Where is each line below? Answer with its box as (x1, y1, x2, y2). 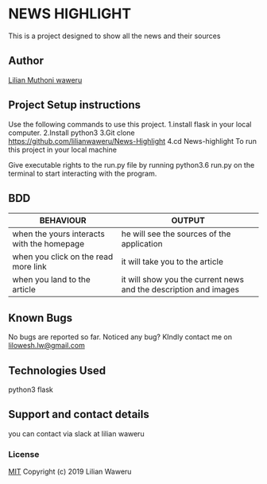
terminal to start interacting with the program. (8, 168, 157, 178)
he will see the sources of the (121, 228, 231, 239)
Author (8, 54, 44, 68)
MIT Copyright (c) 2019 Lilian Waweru (8, 467, 132, 477)
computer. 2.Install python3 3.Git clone (8, 128, 135, 137)
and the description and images (121, 284, 240, 295)
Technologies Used (8, 363, 106, 378)
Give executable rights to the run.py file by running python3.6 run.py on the (8, 160, 255, 169)
